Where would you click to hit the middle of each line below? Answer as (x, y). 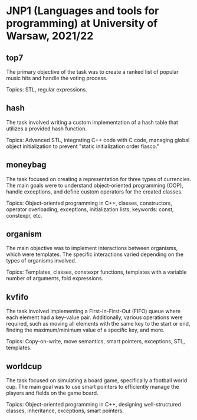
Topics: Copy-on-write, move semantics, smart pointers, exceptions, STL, (96, 342)
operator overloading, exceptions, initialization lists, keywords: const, (90, 209)
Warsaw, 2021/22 (50, 36)
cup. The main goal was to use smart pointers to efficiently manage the (93, 387)
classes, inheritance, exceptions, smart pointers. (65, 411)
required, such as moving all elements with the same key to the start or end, (98, 324)
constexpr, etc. (24, 215)
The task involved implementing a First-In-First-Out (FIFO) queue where (93, 311)
